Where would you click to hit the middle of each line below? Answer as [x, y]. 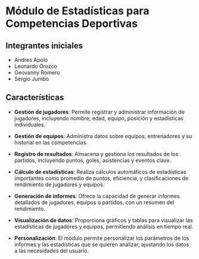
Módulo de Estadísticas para [77, 11]
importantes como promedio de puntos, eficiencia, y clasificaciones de [101, 178]
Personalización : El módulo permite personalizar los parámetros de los [102, 238]
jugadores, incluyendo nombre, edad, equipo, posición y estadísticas [99, 118]
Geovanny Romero [37, 72]
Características [35, 97]
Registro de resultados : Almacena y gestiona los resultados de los [96, 154]
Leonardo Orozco [36, 66]
